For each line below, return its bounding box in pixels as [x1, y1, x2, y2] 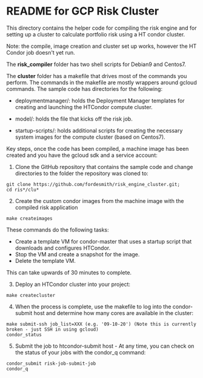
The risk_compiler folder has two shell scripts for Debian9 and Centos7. [6, 61, 187, 68]
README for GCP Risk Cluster [6, 4, 159, 18]
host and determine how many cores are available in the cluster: [33, 309, 194, 316]
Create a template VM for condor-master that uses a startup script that [15, 237, 192, 245]
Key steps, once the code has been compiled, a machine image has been [6, 145, 189, 152]
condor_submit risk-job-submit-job [6, 360, 96, 366]
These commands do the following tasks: [6, 226, 109, 233]
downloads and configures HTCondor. [15, 244, 111, 251]
